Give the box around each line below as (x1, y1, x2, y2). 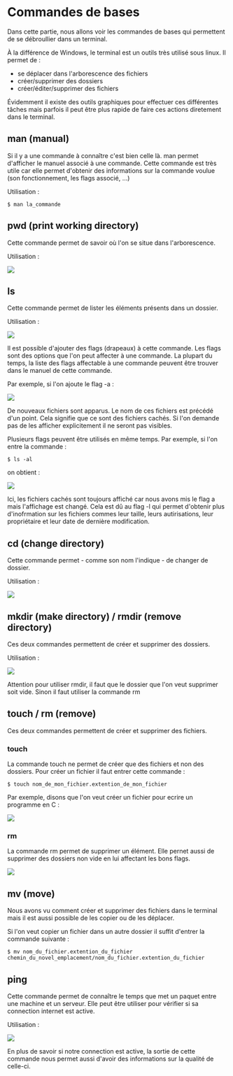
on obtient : (7, 468, 41, 476)
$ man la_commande (7, 201, 61, 208)
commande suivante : (7, 935, 70, 943)
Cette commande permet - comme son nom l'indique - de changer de (7, 556, 209, 565)
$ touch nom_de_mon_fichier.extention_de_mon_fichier (7, 781, 168, 788)
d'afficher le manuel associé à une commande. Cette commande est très (7, 159, 217, 167)
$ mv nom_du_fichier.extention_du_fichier (7, 949, 133, 956)
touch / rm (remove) (7, 708, 97, 720)
